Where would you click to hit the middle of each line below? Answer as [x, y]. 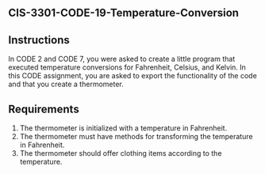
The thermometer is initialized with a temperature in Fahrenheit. [123, 128]
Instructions [39, 40]
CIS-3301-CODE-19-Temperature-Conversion [124, 13]
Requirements [44, 109]
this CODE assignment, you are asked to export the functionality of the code [133, 76]
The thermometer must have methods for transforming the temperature [136, 137]
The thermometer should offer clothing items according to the [121, 153]
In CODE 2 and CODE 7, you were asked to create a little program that [122, 59]
